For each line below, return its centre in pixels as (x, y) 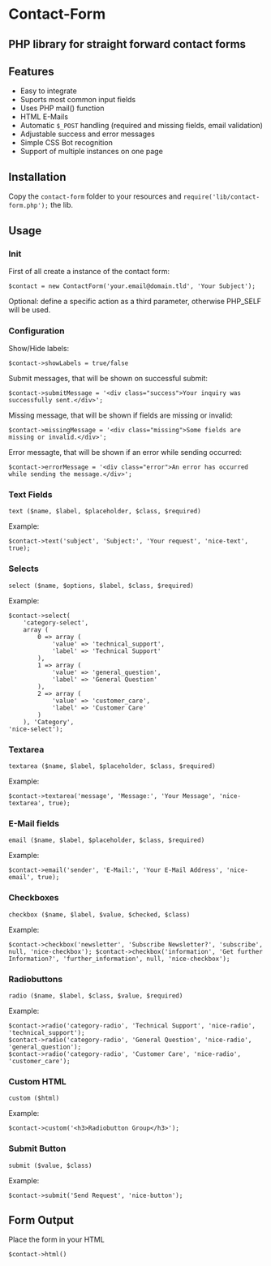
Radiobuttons (36, 979)
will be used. (30, 310)
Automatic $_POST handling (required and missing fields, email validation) (142, 126)
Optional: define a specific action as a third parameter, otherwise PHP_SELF (135, 301)
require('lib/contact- (222, 197)
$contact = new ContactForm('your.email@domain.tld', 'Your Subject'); (132, 286)
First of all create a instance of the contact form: (89, 271)
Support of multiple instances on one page (92, 152)
